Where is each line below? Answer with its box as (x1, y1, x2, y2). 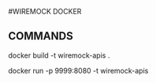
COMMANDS (8, 29, 73, 43)
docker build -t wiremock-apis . (8, 51, 110, 60)
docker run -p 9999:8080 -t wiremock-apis (8, 66, 149, 75)
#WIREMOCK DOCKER (8, 7, 82, 16)
